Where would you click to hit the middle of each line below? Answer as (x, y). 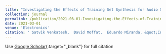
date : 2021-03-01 (23, 23)
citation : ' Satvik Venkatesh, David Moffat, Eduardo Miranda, (74, 32)
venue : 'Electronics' (27, 28)
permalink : (16, 19)
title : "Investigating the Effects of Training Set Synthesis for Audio (82, 10)
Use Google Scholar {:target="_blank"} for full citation (59, 46)
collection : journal (26, 14)
